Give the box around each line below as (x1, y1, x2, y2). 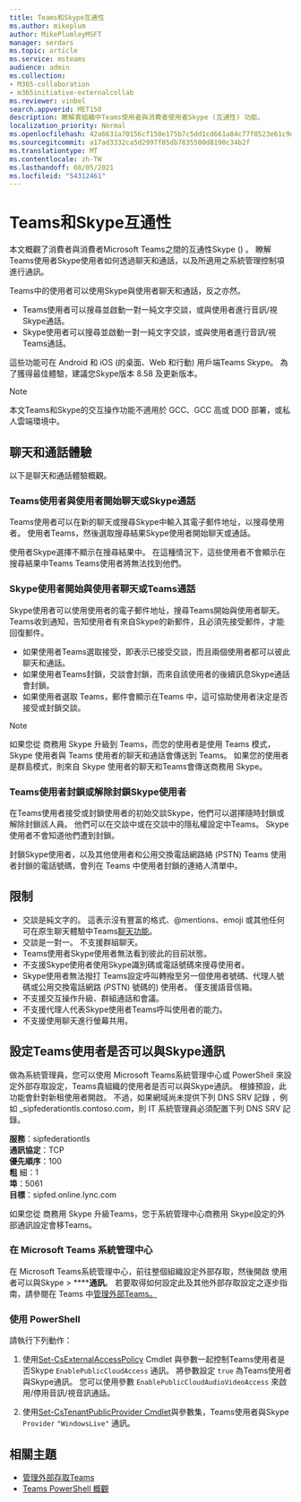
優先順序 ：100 (9, 1155, 63, 1166)
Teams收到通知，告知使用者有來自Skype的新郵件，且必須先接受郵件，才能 (9, 615, 285, 627)
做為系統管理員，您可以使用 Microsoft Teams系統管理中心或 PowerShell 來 (9, 1069, 284, 1080)
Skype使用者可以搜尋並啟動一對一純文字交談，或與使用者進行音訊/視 (21, 327, 277, 338)
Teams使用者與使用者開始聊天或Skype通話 (9, 494, 196, 507)
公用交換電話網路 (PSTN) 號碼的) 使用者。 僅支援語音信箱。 (38, 982, 258, 992)
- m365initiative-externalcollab (9, 88, 134, 97)
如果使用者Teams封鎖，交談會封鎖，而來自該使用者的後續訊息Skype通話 (21, 668, 290, 679)
